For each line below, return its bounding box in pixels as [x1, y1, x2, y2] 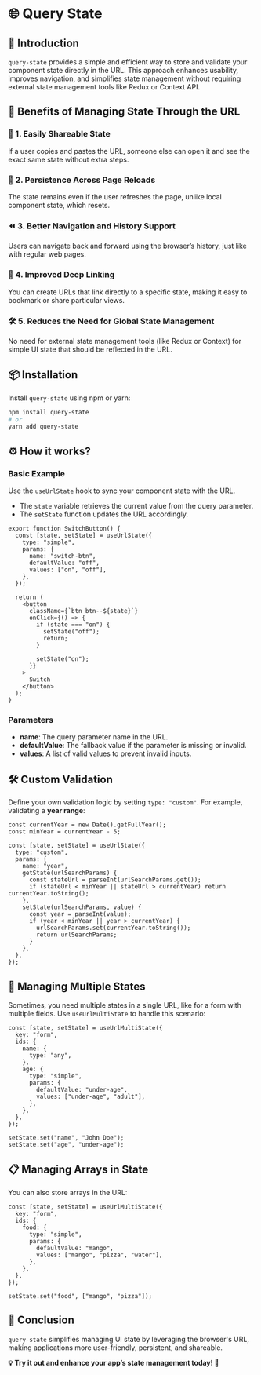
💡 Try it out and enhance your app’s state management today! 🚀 [8, 1358, 219, 1367]
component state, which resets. [8, 200, 111, 210]
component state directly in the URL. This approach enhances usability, [8, 66, 239, 75]
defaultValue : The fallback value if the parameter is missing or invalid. [19, 741, 247, 750]
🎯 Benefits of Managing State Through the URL [8, 105, 241, 119]
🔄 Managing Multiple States [8, 979, 146, 993]
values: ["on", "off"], [28, 566, 107, 574]
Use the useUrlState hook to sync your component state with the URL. [8, 486, 236, 495]
